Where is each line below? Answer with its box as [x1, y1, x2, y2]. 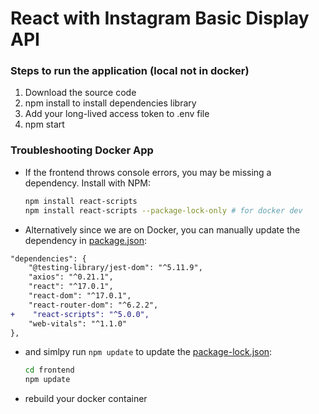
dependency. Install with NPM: [24, 177, 151, 189]
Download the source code [24, 87, 137, 99]
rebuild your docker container [24, 393, 148, 405]
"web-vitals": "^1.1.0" [28, 318, 128, 329]
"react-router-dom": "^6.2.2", [28, 300, 159, 310]
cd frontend [24, 365, 75, 376]
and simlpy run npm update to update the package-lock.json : [24, 346, 273, 358]
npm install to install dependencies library [24, 97, 197, 109]
